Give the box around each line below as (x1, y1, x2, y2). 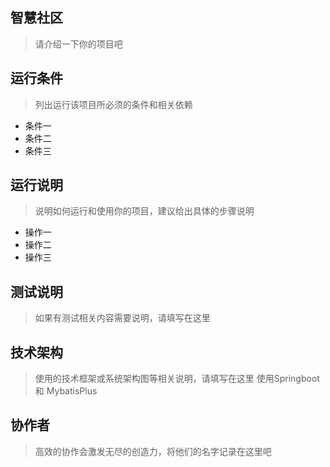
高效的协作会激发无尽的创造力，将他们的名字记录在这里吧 (34, 445, 272, 457)
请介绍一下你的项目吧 (34, 38, 123, 50)
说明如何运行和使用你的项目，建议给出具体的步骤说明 (34, 205, 255, 217)
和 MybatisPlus (34, 385, 98, 397)
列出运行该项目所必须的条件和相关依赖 (34, 98, 193, 110)
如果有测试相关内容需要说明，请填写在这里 (34, 312, 211, 324)
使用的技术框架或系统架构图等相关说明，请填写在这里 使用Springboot (34, 373, 320, 385)
